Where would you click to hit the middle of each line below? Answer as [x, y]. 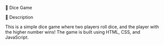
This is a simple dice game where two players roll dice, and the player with [82, 27]
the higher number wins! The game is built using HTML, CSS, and [73, 32]
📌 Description [19, 17]
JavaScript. [17, 37]
